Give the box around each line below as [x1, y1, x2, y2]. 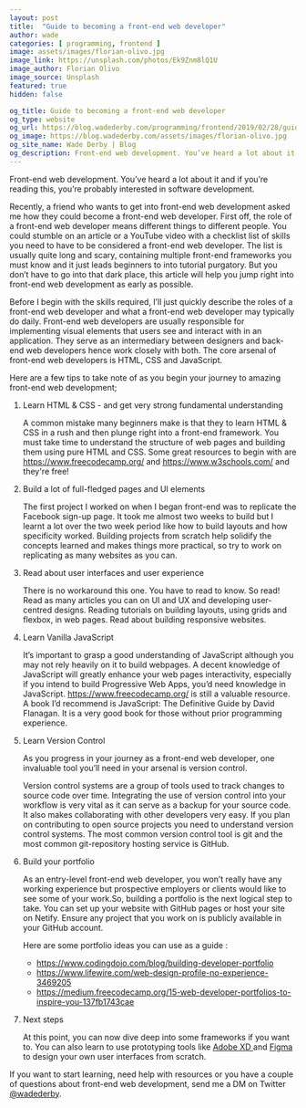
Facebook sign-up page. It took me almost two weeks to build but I [22, 510, 274, 521]
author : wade [9, 30, 59, 39]
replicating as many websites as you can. [22, 549, 178, 560]
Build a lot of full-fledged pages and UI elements [22, 483, 206, 494]
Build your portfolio [22, 855, 96, 867]
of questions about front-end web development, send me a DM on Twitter [9, 1078, 287, 1089]
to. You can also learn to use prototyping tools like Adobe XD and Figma [22, 1041, 293, 1052]
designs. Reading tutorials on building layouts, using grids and [54, 604, 287, 615]
